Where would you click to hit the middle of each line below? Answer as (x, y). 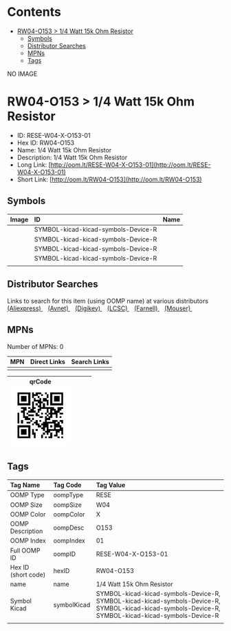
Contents (34, 12)
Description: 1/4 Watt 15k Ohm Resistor (72, 157)
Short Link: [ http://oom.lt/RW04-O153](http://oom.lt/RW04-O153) (109, 179)
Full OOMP (25, 550)
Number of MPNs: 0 (35, 346)
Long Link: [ (34, 164)
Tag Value (111, 485)
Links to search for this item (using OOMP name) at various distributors (108, 301)
